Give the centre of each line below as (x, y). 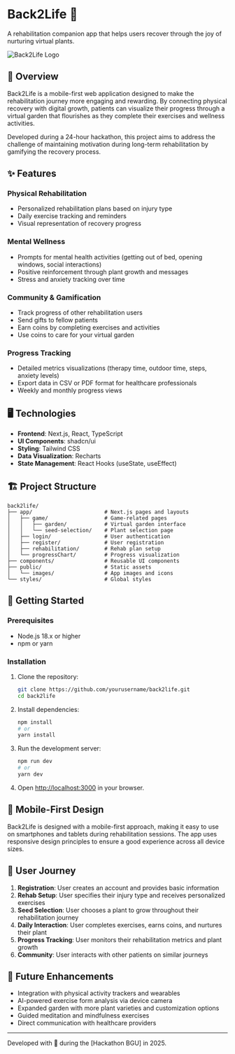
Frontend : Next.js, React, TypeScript (70, 434)
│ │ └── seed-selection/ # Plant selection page (90, 530)
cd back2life (36, 696)
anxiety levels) (38, 376)
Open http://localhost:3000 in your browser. (81, 788)
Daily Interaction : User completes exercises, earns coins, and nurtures (120, 925)
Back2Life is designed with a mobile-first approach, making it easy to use (113, 826)
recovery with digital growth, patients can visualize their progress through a (116, 108)
